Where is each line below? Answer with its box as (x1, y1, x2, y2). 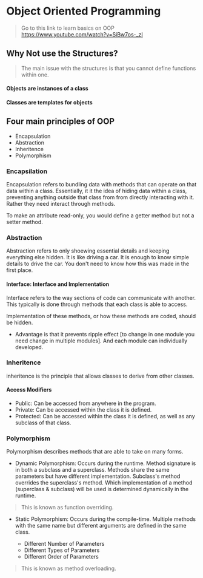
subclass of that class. (15, 419, 72, 426)
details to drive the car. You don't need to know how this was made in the (6, 260, 190, 268)
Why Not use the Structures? (6, 49, 118, 59)
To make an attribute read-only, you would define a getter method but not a (6, 212, 195, 219)
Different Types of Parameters (24, 546, 100, 554)
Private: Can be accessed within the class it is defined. (15, 406, 152, 413)
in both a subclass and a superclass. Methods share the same (15, 466, 170, 474)
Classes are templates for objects (6, 98, 93, 106)
